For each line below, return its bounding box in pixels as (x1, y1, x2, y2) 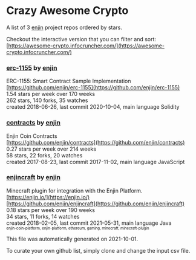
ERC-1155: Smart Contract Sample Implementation (6, 77, 131, 85)
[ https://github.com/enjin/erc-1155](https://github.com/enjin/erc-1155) (6, 84, 180, 91)
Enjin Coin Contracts (6, 132, 57, 140)
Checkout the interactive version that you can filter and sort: (6, 35, 156, 43)
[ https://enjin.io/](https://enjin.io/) (6, 193, 90, 200)
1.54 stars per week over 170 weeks (6, 91, 96, 98)
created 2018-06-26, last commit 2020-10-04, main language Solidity (6, 103, 180, 111)
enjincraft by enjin (6, 173, 61, 182)
